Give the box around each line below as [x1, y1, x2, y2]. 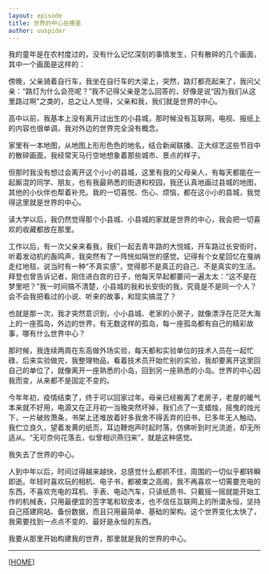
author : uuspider [8, 26, 66, 34]
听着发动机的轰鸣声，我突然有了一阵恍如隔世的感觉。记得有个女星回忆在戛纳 [8, 251, 261, 261]
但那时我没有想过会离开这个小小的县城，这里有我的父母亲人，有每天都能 [8, 167, 247, 177]
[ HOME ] [8, 557, 35, 567]
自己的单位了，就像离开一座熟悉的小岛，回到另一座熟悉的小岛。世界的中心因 [8, 366, 261, 375]
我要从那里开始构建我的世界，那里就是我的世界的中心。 [8, 534, 191, 544]
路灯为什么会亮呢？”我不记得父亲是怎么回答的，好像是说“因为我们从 [25, 86, 250, 96]
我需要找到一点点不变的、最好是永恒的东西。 [8, 517, 156, 527]
